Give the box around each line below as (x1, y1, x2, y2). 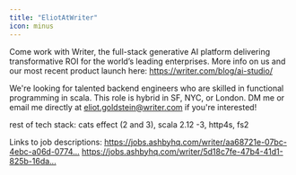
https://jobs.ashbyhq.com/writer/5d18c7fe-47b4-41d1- (82, 145, 284, 157)
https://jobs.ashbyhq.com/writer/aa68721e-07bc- (104, 136, 287, 147)
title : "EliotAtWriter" (9, 13, 99, 22)
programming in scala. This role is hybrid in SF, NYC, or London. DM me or (9, 92, 285, 103)
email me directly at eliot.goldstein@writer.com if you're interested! (9, 101, 257, 112)
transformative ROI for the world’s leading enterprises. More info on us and (9, 56, 286, 66)
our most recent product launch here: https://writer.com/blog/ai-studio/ (9, 65, 274, 76)
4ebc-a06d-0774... (9, 145, 81, 157)
